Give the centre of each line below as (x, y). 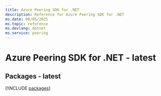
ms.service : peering (27, 33)
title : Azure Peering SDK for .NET (42, 10)
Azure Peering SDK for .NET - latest (81, 58)
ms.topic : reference (27, 24)
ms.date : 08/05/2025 (27, 19)
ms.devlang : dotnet (26, 28)
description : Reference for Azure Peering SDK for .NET (65, 14)
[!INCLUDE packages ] (28, 88)
